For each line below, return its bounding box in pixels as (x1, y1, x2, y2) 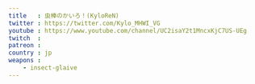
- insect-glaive (23, 64, 78, 72)
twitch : (8, 34, 42, 42)
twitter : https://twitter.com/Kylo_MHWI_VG (8, 19, 161, 27)
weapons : (8, 57, 42, 65)
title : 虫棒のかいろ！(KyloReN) (8, 11, 119, 20)
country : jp (8, 49, 52, 57)
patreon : (8, 42, 42, 50)
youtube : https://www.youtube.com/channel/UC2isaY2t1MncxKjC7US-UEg (8, 26, 248, 34)
